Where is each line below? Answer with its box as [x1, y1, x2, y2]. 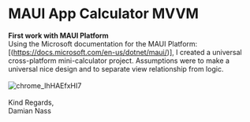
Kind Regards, [8, 98, 54, 107]
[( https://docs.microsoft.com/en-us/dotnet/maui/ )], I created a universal [8, 47, 242, 57]
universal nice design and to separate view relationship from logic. [8, 64, 224, 73]
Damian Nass [8, 105, 51, 115]
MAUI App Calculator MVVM [8, 5, 200, 23]
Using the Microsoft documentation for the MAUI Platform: [8, 39, 198, 48]
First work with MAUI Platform [8, 31, 109, 40]
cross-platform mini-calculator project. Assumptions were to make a [8, 56, 230, 65]
